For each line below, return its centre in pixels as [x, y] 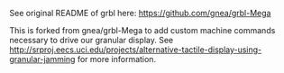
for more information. [116, 59]
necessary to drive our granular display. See [92, 40]
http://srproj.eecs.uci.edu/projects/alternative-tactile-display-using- [136, 50]
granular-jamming [42, 59]
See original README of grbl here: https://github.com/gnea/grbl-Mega [140, 13]
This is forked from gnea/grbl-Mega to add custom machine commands [142, 30]
